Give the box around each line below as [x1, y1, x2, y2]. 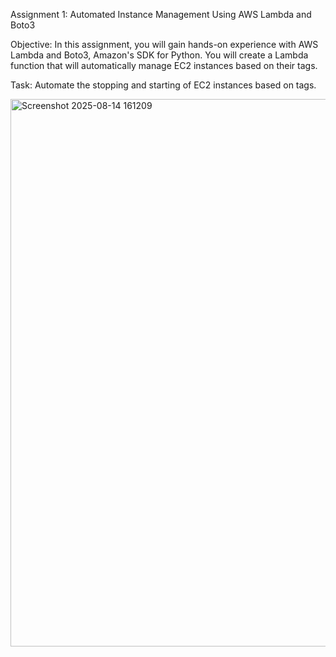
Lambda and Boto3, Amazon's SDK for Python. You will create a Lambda [10, 49, 309, 61]
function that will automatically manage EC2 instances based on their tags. [10, 60, 318, 71]
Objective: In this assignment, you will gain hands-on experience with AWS [10, 39, 319, 50]
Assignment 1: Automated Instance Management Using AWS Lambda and [10, 9, 312, 20]
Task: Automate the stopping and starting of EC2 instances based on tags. [10, 79, 317, 91]
